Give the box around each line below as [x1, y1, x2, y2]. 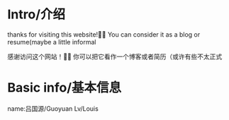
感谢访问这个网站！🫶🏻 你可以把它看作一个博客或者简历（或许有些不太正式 [7, 52, 223, 61]
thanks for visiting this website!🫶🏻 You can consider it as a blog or [7, 30, 201, 39]
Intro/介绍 [7, 6, 66, 23]
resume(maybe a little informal [7, 37, 96, 46]
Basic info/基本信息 [7, 80, 122, 96]
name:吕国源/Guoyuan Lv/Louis [7, 104, 99, 113]
